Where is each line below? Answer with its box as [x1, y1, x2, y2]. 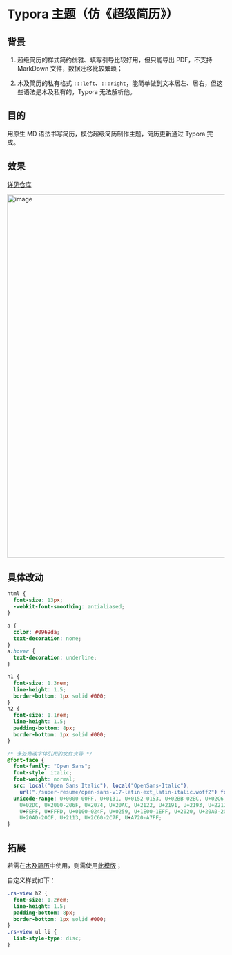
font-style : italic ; [13, 770, 72, 776]
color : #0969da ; [13, 628, 60, 635]
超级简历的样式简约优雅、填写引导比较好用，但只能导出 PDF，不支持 [17, 56, 213, 64]
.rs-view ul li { [7, 929, 57, 936]
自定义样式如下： [7, 876, 56, 884]
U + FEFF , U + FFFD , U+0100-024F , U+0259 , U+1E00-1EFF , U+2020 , [19, 808, 196, 815]
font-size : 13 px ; [13, 597, 64, 604]
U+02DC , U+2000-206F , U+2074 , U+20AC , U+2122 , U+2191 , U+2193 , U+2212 [19, 801, 227, 808]
